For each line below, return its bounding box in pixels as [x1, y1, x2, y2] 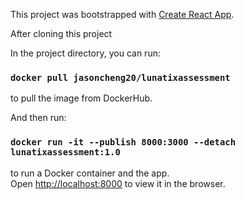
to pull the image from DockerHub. [10, 92, 153, 104]
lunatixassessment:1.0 [10, 147, 121, 158]
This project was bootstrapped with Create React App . [10, 9, 235, 20]
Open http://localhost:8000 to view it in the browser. [10, 177, 226, 189]
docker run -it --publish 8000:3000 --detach [10, 137, 237, 148]
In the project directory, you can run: [10, 47, 161, 59]
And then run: [10, 112, 67, 124]
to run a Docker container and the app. [10, 167, 170, 179]
